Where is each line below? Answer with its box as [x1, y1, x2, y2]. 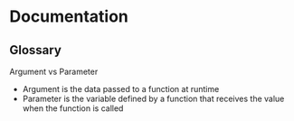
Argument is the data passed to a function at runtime [22, 84, 220, 94]
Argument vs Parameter [9, 66, 99, 77]
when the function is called [22, 103, 124, 114]
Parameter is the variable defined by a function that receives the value [22, 93, 285, 104]
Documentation [9, 6, 129, 27]
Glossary [9, 42, 62, 58]
